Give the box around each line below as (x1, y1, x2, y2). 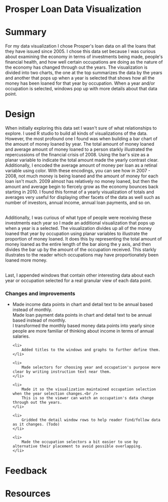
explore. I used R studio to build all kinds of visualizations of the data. (5, 130, 148, 136)
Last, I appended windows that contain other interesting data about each (5, 272, 155, 279)
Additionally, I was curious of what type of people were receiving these (5, 214, 151, 221)
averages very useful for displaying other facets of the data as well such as (5, 194, 160, 200)
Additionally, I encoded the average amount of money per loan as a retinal (5, 162, 157, 168)
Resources (5, 487, 51, 499)
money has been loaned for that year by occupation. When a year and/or (5, 80, 155, 86)
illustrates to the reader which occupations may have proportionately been (5, 252, 159, 258)
